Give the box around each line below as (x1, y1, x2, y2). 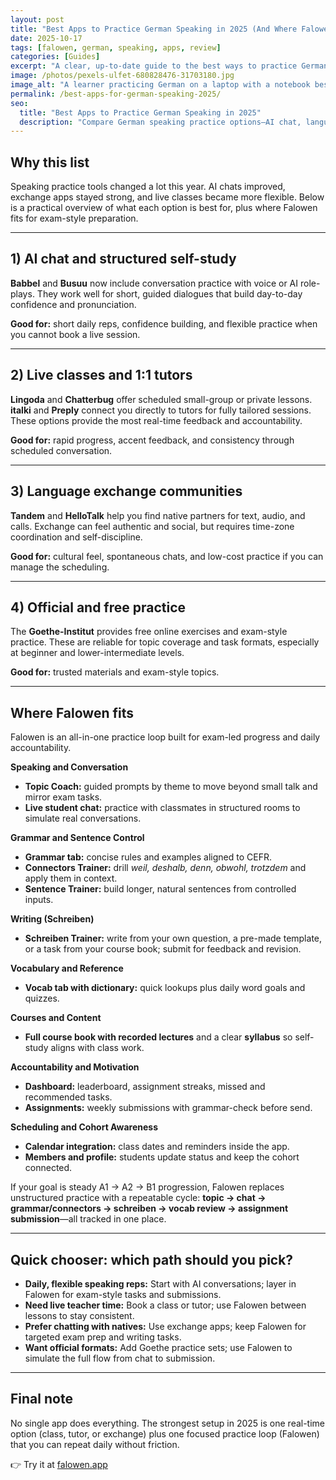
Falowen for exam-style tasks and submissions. (24, 1288, 222, 1300)
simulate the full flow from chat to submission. (24, 1352, 216, 1364)
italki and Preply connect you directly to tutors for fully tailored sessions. (10, 404, 312, 416)
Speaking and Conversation (10, 761, 129, 773)
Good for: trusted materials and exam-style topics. (10, 666, 220, 678)
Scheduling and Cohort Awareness (10, 1121, 159, 1133)
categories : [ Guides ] (10, 52, 101, 62)
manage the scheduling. (10, 561, 110, 573)
